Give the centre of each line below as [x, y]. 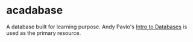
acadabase [35, 10]
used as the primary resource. [44, 33]
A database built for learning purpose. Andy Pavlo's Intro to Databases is [97, 27]
